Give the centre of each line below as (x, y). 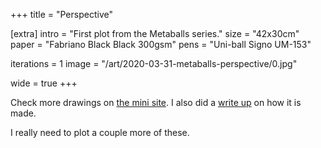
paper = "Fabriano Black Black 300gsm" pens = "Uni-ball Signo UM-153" (161, 44)
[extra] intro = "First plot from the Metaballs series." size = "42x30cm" (155, 33)
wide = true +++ (44, 83)
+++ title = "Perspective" (61, 14)
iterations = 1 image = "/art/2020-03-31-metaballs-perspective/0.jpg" (154, 63)
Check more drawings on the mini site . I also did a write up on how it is (156, 102)
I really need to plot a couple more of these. (100, 132)
